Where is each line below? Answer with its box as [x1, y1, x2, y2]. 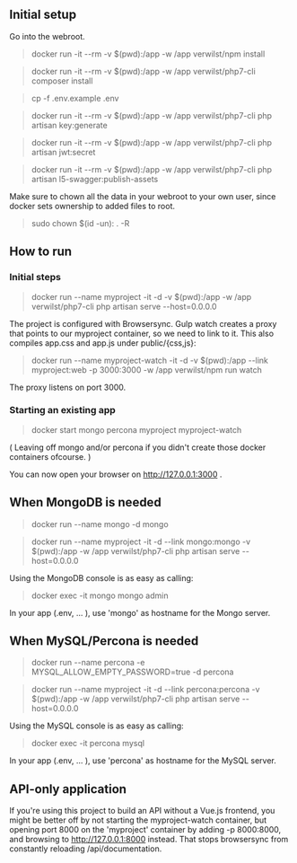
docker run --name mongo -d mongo [31, 518, 169, 529]
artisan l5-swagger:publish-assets [31, 173, 159, 184]
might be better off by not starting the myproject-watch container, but [9, 815, 267, 825]
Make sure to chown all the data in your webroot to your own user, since [9, 190, 276, 201]
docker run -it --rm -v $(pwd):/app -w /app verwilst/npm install [31, 48, 266, 59]
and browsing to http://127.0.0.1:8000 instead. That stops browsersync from [9, 834, 289, 845]
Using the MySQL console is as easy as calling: [9, 720, 184, 731]
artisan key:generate [31, 119, 108, 130]
